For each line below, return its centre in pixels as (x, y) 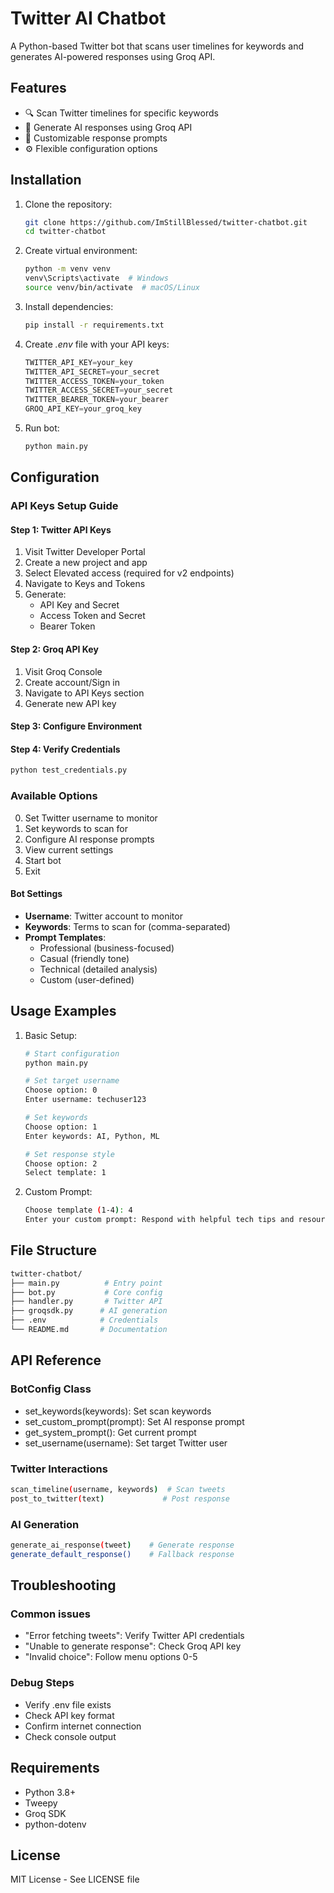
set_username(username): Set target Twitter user (126, 1443)
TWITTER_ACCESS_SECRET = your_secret (99, 390)
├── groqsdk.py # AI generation (89, 1311)
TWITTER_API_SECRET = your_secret (92, 372)
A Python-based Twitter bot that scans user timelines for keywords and (157, 46)
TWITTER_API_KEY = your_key (78, 362)
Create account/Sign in (72, 682)
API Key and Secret (79, 605)
